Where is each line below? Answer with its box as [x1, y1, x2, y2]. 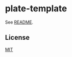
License [5, 33, 30, 42]
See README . [5, 19, 33, 25]
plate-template [5, 3, 67, 14]
